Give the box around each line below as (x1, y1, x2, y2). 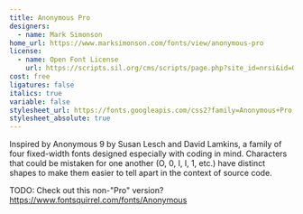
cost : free (9, 72, 50, 81)
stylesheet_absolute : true (9, 114, 111, 123)
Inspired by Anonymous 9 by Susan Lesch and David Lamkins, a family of (9, 139, 282, 150)
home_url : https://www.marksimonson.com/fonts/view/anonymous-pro (9, 38, 264, 48)
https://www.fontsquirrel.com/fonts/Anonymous (9, 195, 188, 206)
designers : (9, 22, 50, 31)
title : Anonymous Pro (9, 13, 91, 23)
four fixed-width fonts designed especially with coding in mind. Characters (9, 148, 288, 159)
